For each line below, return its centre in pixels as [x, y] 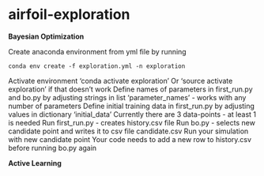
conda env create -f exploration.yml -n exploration [97, 66]
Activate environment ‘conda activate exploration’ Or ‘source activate [121, 81]
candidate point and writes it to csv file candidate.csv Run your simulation [128, 131]
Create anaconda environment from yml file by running [98, 51]
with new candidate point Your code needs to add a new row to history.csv [130, 139]
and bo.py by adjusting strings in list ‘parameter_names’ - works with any [127, 97]
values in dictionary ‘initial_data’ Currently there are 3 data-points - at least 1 [132, 114]
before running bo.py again [53, 148]
